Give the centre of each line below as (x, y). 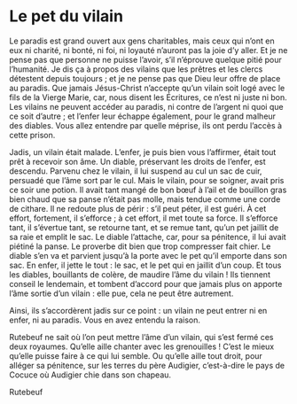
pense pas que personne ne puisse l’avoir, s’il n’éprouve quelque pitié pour (145, 59)
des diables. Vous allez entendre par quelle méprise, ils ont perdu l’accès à (145, 125)
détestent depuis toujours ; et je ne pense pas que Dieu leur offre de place (145, 78)
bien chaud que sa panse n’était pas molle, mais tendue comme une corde (145, 199)
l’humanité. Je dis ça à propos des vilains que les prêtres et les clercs (136, 69)
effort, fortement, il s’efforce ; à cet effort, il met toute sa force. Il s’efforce (144, 218)
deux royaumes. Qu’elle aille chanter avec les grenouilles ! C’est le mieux (142, 346)
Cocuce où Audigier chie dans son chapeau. (90, 375)
